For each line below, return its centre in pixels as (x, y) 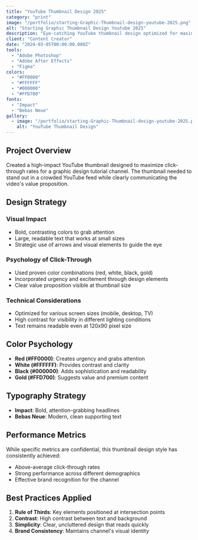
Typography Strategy (46, 396)
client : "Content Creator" (39, 39)
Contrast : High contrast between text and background (81, 518)
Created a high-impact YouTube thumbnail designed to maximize (85, 165)
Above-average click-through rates (57, 467)
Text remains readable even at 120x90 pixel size (73, 326)
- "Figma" (23, 66)
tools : (14, 50)
